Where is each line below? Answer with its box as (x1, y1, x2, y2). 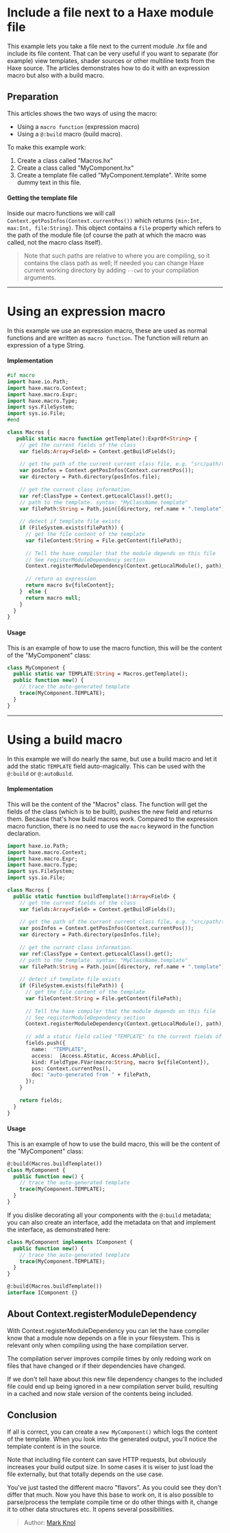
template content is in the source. (7, 1442, 101, 1450)
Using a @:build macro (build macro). (16, 130, 123, 138)
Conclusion (7, 1410, 57, 1421)
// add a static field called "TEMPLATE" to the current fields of (25, 1033, 222, 1040)
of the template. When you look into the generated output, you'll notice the (7, 1434, 218, 1443)
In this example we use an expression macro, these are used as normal (7, 326, 207, 334)
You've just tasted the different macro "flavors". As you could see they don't (7, 1483, 222, 1491)
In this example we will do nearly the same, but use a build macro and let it (7, 755, 218, 763)
